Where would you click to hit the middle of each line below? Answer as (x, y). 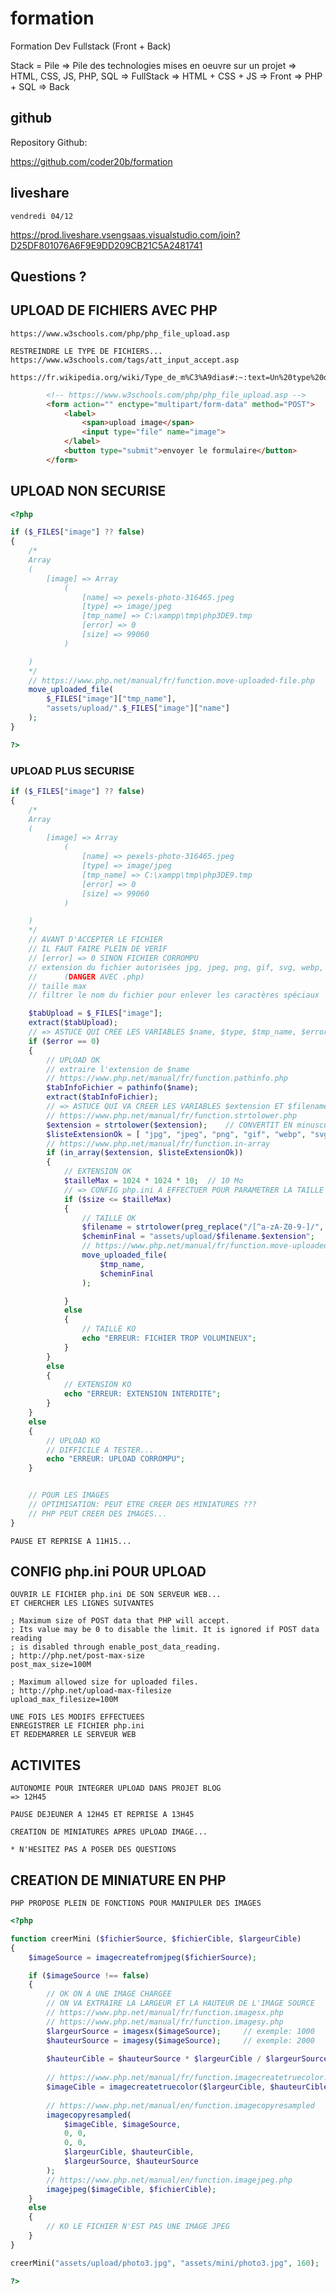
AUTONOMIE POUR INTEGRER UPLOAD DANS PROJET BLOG (116, 1788)
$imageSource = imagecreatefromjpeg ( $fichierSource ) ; (142, 1957)
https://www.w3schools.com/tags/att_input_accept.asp (125, 360)
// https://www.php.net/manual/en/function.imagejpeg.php (169, 2180)
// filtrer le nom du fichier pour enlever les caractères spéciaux (174, 995)
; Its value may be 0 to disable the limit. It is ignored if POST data (165, 1630)
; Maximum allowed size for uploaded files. (104, 1682)
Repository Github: (49, 142)
